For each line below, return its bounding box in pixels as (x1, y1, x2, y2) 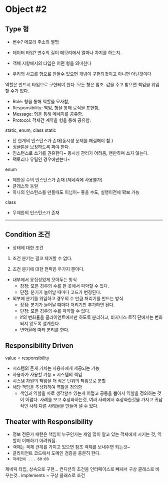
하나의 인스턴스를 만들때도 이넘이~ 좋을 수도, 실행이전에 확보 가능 (12, 189, 140, 195)
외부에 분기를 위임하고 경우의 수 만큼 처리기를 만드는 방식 (12, 295, 123, 301)
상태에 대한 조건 (12, 245, 43, 251)
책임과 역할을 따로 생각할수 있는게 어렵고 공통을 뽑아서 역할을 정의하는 (19, 390, 156, 396)
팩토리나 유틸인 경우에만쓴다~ (12, 156, 71, 162)
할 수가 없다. (5, 88, 29, 94)
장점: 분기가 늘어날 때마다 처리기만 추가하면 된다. (19, 302, 115, 308)
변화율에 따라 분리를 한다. (19, 327, 70, 333)
